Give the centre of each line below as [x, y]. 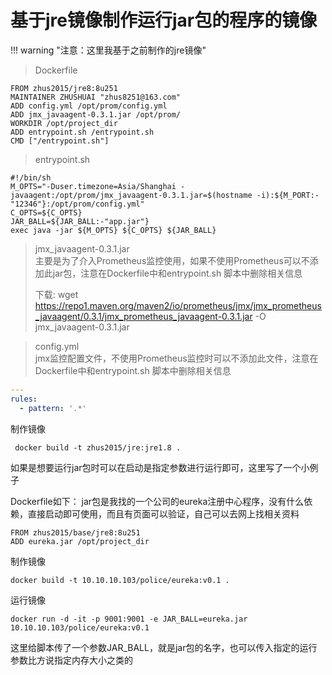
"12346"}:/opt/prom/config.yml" [77, 204]
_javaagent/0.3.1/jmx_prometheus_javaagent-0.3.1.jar [143, 316]
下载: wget [56, 294]
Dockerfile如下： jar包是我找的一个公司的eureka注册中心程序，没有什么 [157, 501]
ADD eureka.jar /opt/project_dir [80, 541]
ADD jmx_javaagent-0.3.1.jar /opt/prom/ [96, 114]
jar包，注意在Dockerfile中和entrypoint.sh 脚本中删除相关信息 [177, 273]
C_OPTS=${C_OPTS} [46, 212]
